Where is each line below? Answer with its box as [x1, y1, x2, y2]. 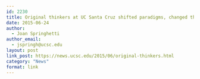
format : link [6, 64, 39, 70]
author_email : [6, 36, 42, 42]
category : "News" [6, 58, 49, 64]
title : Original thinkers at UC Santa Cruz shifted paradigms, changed [6, 14, 187, 20]
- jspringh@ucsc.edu [11, 42, 62, 48]
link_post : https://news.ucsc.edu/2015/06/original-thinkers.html [6, 53, 174, 59]
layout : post [6, 48, 39, 53]
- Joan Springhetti [11, 31, 60, 37]
